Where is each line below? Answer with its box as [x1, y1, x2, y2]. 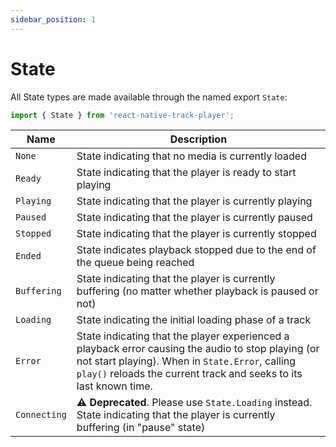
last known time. [76, 379, 153, 393]
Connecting [15, 409, 67, 421]
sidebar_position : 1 [10, 14, 97, 25]
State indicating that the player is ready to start [76, 166, 297, 180]
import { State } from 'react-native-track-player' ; [10, 110, 235, 120]
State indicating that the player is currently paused [76, 211, 313, 225]
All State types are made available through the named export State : [10, 91, 288, 103]
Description [169, 132, 228, 146]
